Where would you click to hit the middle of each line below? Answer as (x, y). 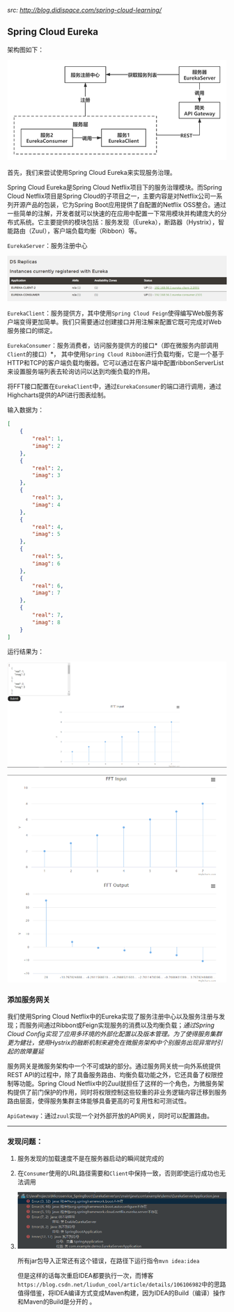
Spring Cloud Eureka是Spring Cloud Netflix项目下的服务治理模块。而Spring (115, 187)
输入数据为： (25, 410)
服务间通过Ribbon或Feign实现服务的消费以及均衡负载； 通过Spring (120, 1025)
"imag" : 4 (46, 504)
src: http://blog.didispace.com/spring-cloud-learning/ (85, 10)
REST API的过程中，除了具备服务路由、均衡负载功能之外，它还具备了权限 (112, 1074)
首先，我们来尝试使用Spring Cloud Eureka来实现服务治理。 (92, 173)
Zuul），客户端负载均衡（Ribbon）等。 (86, 231)
